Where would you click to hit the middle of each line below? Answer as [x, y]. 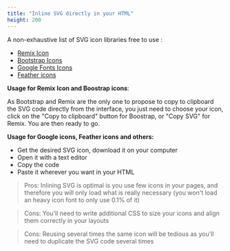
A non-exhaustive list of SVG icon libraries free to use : [85, 39]
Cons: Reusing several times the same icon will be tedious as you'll [119, 234]
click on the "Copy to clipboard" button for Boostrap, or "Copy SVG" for [109, 116]
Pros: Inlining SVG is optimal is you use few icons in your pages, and [121, 185]
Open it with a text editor [52, 157]
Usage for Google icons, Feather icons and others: [81, 137]
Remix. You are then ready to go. [53, 123]
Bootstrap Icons [40, 60]
